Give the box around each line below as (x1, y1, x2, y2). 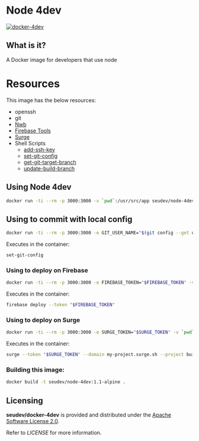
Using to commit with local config (6, 214, 133, 224)
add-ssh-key (23, 146, 55, 153)
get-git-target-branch (23, 158, 77, 166)
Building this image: (6, 366, 65, 374)
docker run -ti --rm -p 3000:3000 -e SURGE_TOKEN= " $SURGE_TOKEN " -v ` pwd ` (6, 329, 195, 335)
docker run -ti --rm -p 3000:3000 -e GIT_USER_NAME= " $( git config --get (6, 230, 190, 236)
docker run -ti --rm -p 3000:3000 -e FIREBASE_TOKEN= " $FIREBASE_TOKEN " (6, 280, 187, 285)
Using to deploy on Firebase (6, 266, 88, 274)
